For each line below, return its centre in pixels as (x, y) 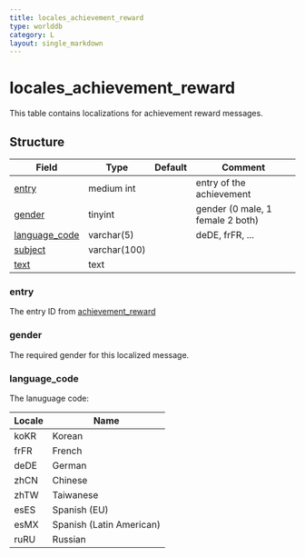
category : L (32, 35)
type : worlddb (36, 26)
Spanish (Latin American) (106, 524)
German (69, 465)
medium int (112, 189)
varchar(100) (117, 249)
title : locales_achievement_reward (77, 18)
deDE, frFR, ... (225, 235)
